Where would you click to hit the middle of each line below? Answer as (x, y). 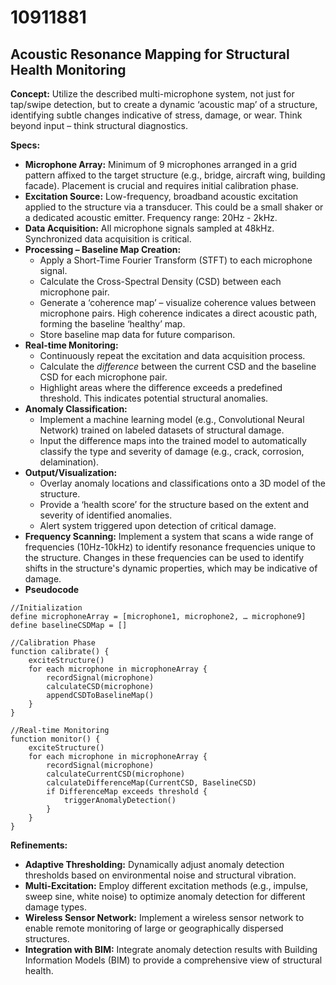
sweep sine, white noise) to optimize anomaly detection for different (165, 896)
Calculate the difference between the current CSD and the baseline (178, 366)
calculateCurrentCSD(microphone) (116, 774)
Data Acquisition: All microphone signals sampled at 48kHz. (149, 228)
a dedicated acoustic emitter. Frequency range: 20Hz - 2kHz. (151, 217)
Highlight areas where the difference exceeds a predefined (161, 387)
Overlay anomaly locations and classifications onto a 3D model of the (182, 483)
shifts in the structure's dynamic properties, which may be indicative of (171, 568)
